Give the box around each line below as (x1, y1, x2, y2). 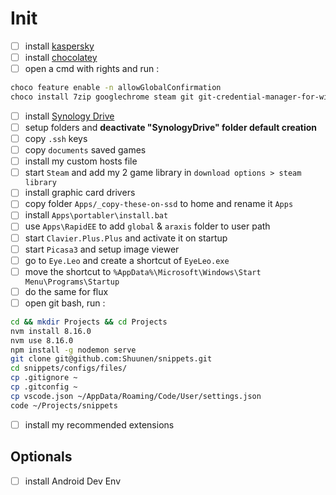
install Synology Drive (24, 110, 115, 122)
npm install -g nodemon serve (10, 345, 137, 355)
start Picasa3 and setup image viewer (24, 243, 180, 255)
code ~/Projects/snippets (10, 400, 118, 411)
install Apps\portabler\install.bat (24, 209, 169, 221)
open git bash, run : (24, 297, 106, 309)
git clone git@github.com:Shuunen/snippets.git (10, 354, 213, 364)
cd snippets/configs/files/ (10, 363, 128, 374)
